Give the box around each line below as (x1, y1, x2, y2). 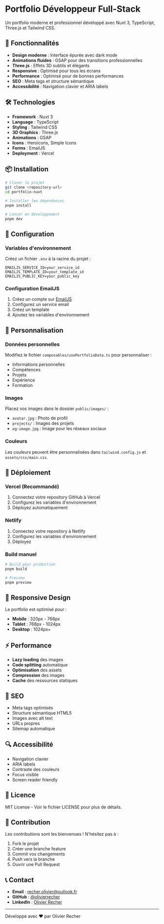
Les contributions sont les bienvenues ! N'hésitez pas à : (5, 831, 119, 837)
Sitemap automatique (12, 725, 55, 731)
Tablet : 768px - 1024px (12, 621, 61, 627)
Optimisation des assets (12, 667, 62, 673)
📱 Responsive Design (5, 593, 71, 602)
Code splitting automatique (12, 662, 68, 668)
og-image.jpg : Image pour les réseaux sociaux (12, 426, 106, 432)
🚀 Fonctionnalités (5, 39, 60, 48)
